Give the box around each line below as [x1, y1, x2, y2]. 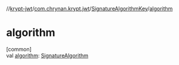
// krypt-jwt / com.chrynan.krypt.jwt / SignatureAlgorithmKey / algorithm [6, 5, 173, 12]
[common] [6, 45, 32, 52]
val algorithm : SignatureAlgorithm [6, 52, 88, 59]
